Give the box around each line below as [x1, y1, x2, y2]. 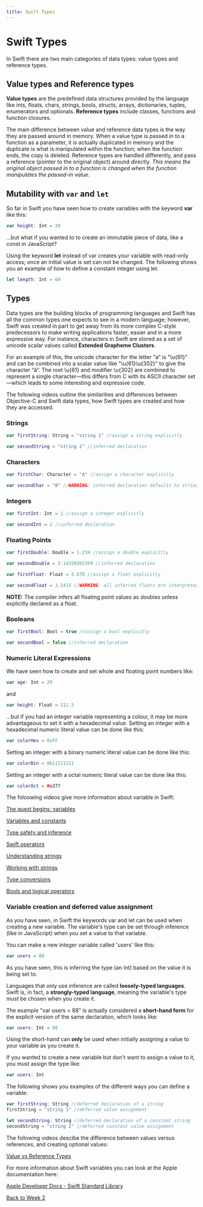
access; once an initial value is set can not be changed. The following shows [6, 259, 197, 266]
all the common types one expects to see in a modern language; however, [6, 316, 190, 323]
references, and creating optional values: [6, 1140, 109, 1148]
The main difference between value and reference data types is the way [6, 126, 185, 133]
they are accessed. [6, 403, 54, 411]
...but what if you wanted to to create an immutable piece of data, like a [6, 234, 183, 241]
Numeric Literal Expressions [6, 653, 91, 662]
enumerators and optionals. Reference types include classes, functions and [6, 108, 196, 115]
